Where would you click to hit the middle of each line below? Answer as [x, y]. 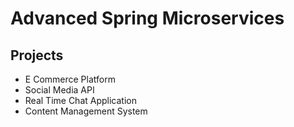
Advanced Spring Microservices [147, 18]
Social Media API [59, 90]
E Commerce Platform [70, 79]
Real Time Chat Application [80, 100]
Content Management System [86, 111]
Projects [37, 55]
